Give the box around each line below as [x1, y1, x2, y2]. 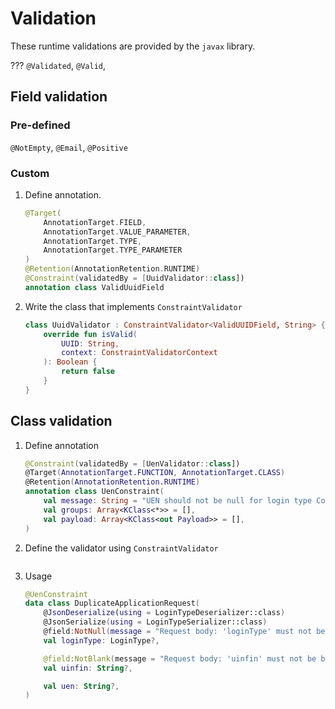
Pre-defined [10, 118, 71, 132]
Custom [10, 166, 50, 180]
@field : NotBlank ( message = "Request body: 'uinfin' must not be [43, 653, 317, 664]
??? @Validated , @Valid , [10, 59, 106, 71]
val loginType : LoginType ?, [43, 635, 160, 646]
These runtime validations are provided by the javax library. [10, 40, 256, 52]
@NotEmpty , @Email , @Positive [10, 141, 128, 153]
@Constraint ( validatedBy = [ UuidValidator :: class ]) [24, 273, 245, 284]
